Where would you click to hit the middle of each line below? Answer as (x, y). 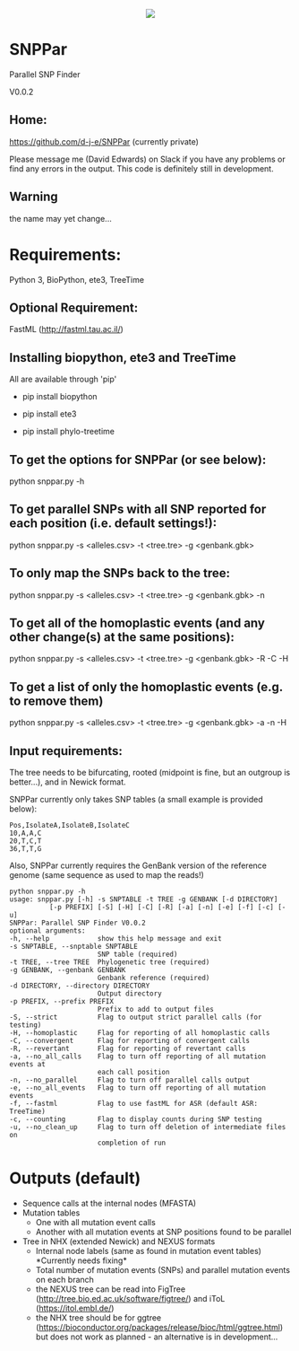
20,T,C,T (26, 841)
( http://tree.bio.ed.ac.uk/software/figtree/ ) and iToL (130, 1298)
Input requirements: (66, 751)
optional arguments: (48, 931)
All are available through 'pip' (63, 379)
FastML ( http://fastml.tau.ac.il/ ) (66, 329)
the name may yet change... (60, 218)
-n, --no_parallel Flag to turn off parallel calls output (130, 1080)
